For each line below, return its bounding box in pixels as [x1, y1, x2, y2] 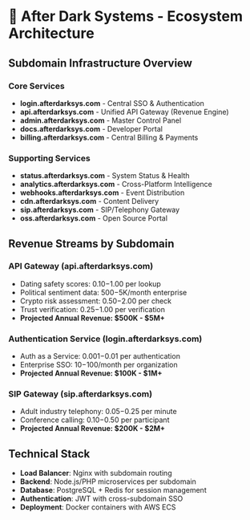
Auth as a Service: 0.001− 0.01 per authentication [19, 351, 180, 361]
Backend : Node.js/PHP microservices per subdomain [19, 477, 196, 486]
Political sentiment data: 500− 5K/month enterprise [19, 287, 187, 297]
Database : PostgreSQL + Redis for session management [19, 485, 207, 495]
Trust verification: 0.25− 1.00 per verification [19, 304, 166, 314]
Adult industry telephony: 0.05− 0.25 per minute [19, 407, 178, 416]
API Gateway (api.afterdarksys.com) [8, 261, 154, 272]
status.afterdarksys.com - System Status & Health [19, 171, 190, 181]
